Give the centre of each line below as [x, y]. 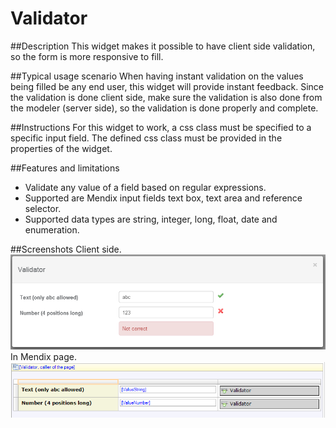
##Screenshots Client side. [66, 249]
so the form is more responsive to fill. [87, 56]
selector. [43, 208]
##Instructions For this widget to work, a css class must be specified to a [161, 127]
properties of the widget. [61, 148]
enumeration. [52, 229]
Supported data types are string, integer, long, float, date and [151, 219]
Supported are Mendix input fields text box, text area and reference [163, 198]
